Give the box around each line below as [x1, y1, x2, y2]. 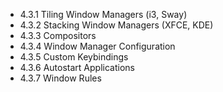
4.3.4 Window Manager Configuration [19, 40, 176, 52]
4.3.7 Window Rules [19, 72, 102, 84]
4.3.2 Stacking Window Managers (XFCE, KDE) [19, 19, 214, 31]
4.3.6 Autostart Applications [19, 62, 135, 73]
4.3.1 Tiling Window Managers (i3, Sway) [19, 9, 188, 20]
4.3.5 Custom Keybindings [19, 51, 129, 63]
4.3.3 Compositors [19, 30, 97, 41]
